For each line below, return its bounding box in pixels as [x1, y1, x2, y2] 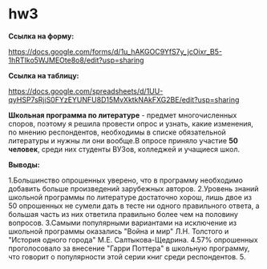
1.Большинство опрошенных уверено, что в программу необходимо [8, 175, 243, 185]
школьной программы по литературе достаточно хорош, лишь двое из [8, 192, 253, 202]
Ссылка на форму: [8, 31, 75, 41]
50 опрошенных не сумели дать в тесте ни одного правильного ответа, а [8, 201, 260, 211]
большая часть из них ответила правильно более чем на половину [8, 209, 239, 219]
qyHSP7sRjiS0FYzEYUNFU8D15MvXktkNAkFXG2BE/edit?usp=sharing [8, 94, 240, 104]
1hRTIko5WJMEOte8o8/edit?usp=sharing [8, 55, 144, 65]
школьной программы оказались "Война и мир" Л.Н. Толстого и [8, 226, 229, 236]
